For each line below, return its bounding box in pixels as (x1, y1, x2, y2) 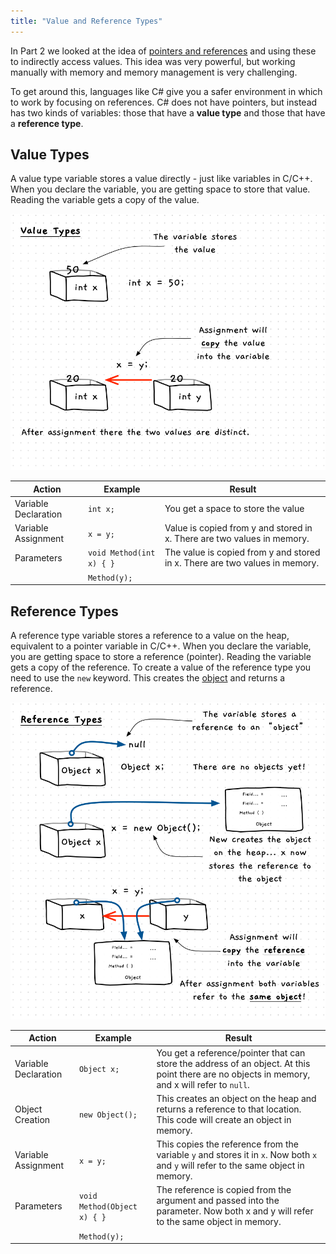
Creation (14, 1113, 51, 1125)
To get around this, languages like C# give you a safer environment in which (10, 85, 323, 97)
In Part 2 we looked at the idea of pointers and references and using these (10, 45, 317, 57)
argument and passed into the (156, 1195, 280, 1207)
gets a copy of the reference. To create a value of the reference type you (10, 661, 312, 673)
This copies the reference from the (156, 1138, 299, 1150)
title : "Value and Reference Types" (10, 16, 163, 26)
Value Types (10, 146, 90, 164)
